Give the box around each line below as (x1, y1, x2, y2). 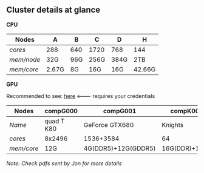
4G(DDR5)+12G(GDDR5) (83, 144, 156, 152)
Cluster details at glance (6, 5, 101, 15)
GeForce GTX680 (83, 120, 134, 129)
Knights (161, 120, 184, 129)
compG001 (103, 106, 137, 115)
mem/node (9, 55, 41, 64)
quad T (44, 117, 65, 125)
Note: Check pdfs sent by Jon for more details (6, 160, 122, 167)
